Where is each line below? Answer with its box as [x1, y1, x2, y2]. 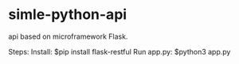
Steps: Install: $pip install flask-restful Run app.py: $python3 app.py [8, 47, 231, 56]
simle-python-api [8, 6, 127, 24]
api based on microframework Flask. [8, 32, 128, 41]
